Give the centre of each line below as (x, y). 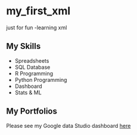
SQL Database (32, 67)
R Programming (34, 73)
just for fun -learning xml (37, 27)
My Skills (24, 46)
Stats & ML (28, 92)
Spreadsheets (32, 60)
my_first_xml (38, 11)
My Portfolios (32, 111)
